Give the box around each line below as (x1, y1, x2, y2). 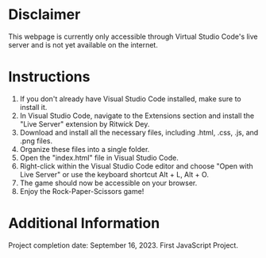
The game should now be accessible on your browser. (19, 178, 198, 188)
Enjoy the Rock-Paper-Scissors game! (19, 186, 145, 195)
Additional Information (8, 214, 160, 233)
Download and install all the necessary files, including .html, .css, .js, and (19, 127, 259, 137)
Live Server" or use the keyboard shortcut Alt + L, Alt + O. (19, 169, 209, 179)
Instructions (8, 68, 91, 86)
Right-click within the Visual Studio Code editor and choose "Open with (19, 161, 254, 171)
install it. (19, 102, 48, 112)
